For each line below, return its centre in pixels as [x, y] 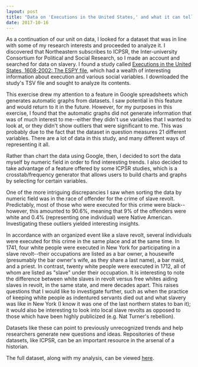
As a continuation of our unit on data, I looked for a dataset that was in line [96, 39]
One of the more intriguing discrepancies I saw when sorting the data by [94, 193]
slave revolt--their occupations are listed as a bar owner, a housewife [90, 254]
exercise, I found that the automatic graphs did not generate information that [99, 113]
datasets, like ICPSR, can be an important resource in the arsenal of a [90, 340]
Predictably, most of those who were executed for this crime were [86, 205]
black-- [176, 205]
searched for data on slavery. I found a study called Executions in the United [99, 64]
